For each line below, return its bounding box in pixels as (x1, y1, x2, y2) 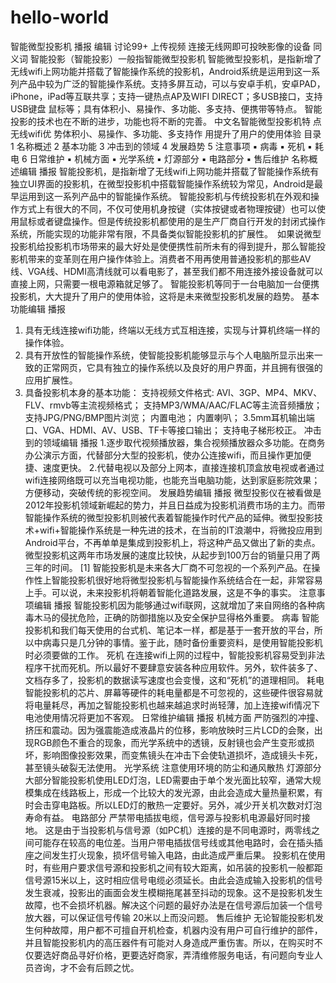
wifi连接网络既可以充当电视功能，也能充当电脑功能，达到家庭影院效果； (24, 474, 321, 486)
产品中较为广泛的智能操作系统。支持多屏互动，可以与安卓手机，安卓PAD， (18, 77, 326, 90)
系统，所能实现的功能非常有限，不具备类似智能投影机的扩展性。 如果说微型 (10, 227, 322, 240)
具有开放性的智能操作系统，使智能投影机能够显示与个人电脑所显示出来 (24, 349, 315, 361)
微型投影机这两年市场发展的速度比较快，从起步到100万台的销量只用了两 (24, 549, 321, 561)
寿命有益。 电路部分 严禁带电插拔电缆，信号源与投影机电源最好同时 (24, 811, 302, 823)
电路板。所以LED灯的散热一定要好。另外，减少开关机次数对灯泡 (59, 799, 323, 811)
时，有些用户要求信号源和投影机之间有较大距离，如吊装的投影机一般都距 (24, 861, 323, 873)
